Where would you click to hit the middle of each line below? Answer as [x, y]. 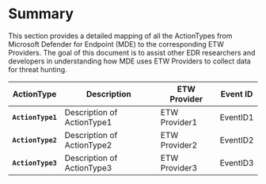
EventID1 [237, 117]
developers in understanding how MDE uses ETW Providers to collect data [129, 61]
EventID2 [237, 140]
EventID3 [237, 163]
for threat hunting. [38, 69]
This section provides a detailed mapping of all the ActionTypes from [120, 36]
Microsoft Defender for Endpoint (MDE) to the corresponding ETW [116, 44]
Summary [41, 14]
